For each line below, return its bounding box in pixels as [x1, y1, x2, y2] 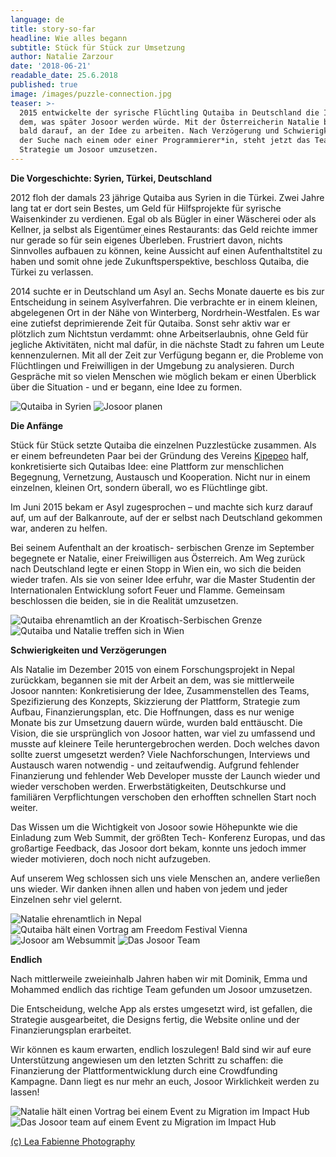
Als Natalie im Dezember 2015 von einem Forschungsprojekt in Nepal [10, 663, 296, 675]
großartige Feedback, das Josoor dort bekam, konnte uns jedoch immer [10, 842, 307, 854]
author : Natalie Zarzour [10, 52, 114, 62]
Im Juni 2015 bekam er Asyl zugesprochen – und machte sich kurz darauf [10, 501, 313, 513]
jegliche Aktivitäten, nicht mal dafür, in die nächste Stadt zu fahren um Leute [10, 338, 325, 350]
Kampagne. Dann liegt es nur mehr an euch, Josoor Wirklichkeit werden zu [10, 1075, 320, 1087]
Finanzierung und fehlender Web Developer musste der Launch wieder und [10, 769, 321, 781]
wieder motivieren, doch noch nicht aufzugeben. [10, 852, 212, 865]
